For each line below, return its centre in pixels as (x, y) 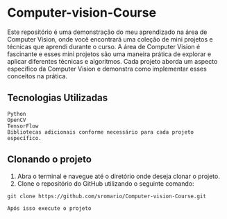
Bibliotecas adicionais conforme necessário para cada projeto (101, 132)
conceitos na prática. (37, 76)
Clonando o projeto (50, 160)
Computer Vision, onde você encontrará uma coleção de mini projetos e (110, 39)
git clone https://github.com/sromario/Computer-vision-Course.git (107, 196)
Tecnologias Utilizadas (58, 98)
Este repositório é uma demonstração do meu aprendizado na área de (107, 32)
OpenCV (17, 120)
